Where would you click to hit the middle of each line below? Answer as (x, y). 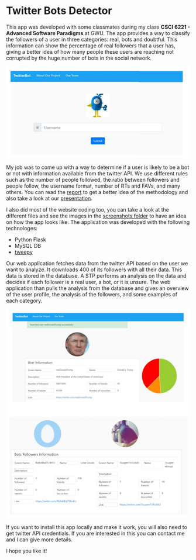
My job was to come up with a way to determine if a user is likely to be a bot (98, 167)
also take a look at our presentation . (49, 198)
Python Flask (30, 239)
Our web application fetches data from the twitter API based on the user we (97, 263)
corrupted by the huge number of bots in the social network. (79, 58)
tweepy (24, 252)
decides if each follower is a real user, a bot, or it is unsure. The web (88, 282)
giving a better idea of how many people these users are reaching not (90, 51)
